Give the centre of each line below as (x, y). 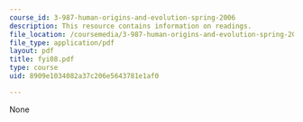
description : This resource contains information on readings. (131, 26)
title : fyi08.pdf (42, 59)
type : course (34, 68)
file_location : (38, 34)
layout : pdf (32, 51)
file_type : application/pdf (62, 43)
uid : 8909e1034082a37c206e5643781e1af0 (84, 76)
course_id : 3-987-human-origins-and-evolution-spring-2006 (123, 17)
